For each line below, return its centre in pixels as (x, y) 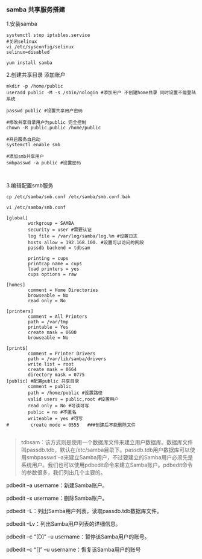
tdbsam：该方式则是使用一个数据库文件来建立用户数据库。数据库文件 (107, 442)
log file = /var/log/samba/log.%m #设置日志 (83, 236)
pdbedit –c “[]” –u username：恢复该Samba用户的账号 (74, 550)
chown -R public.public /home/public (54, 128)
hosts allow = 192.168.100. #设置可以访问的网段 (86, 243)
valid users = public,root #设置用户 (74, 399)
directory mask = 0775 (56, 375)
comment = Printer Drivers (62, 354)
